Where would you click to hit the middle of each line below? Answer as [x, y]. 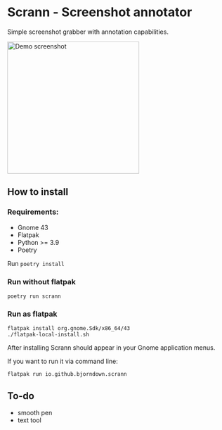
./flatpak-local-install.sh [48, 335]
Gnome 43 [33, 227]
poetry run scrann [34, 296]
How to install [38, 192]
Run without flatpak [41, 282]
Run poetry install [36, 263]
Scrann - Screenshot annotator [100, 12]
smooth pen [35, 413]
